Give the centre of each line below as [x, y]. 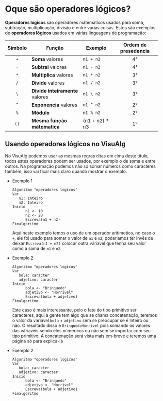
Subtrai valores [49, 67]
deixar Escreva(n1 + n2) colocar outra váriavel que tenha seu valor [79, 243]
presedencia [135, 51]
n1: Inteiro [31, 198]
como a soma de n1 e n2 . [37, 248]
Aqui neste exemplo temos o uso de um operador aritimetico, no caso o [83, 233]
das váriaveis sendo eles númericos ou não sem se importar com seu [81, 330]
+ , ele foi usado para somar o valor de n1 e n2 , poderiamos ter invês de [83, 238]
